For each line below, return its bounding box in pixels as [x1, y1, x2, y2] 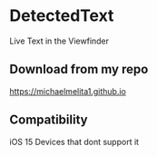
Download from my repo [9, 62, 149, 77]
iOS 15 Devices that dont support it [9, 136, 139, 147]
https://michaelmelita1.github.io [9, 85, 127, 96]
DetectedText [9, 5, 114, 26]
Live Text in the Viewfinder [9, 35, 110, 46]
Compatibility [9, 112, 88, 128]
